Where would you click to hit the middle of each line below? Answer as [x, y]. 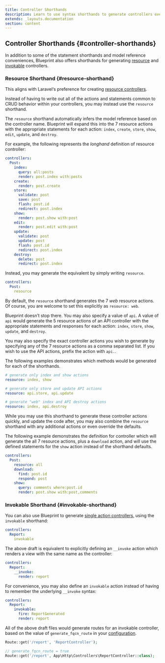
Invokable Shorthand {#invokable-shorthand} [61, 505]
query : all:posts [36, 172]
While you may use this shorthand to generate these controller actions [76, 416]
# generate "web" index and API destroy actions [56, 402]
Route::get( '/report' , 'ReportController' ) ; [51, 642]
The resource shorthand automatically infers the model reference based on [81, 119]
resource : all [28, 465]
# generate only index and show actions [47, 375]
